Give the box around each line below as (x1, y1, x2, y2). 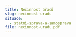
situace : (5, 16, 23, 21)
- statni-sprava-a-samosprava (9, 20, 71, 25)
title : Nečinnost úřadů (5, 7, 54, 12)
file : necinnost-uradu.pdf (5, 25, 60, 30)
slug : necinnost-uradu (5, 12, 51, 16)
